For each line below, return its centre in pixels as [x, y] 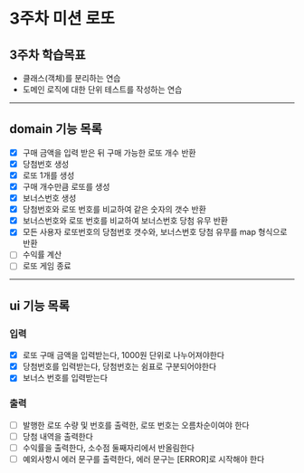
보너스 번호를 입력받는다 [65, 378]
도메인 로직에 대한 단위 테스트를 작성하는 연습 [102, 90]
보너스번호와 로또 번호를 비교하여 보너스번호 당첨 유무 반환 [125, 221]
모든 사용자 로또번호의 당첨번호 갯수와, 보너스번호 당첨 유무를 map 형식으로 [155, 232]
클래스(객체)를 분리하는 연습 [71, 78]
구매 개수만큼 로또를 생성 [66, 187]
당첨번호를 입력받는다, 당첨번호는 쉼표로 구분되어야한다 [119, 366]
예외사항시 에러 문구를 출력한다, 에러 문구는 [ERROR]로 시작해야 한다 [143, 459]
